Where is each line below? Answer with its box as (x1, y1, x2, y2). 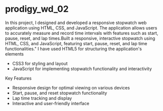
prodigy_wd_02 (5, 3, 69, 15)
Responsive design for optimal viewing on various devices (12, 84, 130, 90)
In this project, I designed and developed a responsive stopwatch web (5, 20, 147, 26)
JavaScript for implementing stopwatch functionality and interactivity (12, 65, 152, 72)
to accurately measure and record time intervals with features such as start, (5, 30, 159, 36)
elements (5, 51, 24, 57)
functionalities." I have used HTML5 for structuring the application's (5, 46, 142, 52)
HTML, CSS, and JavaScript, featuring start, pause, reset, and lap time (5, 40, 147, 46)
